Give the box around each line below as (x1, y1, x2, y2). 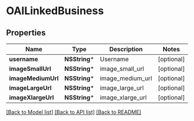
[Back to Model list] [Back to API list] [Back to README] (6, 109, 142, 116)
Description (108, 45, 143, 53)
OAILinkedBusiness (6, 4, 104, 18)
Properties (6, 28, 46, 38)
